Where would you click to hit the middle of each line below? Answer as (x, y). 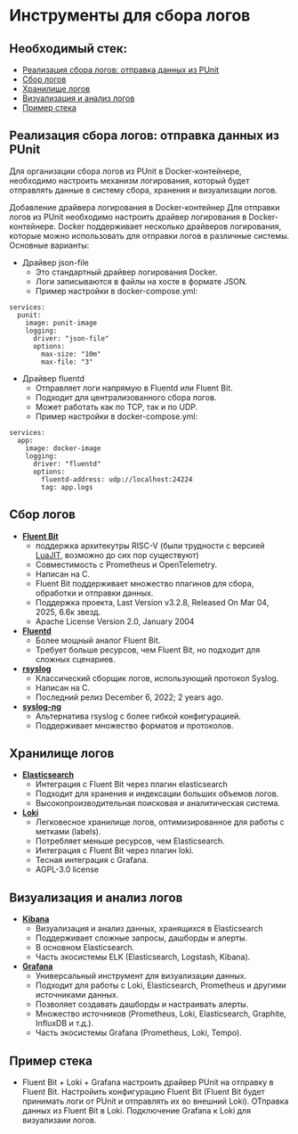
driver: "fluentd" (67, 464)
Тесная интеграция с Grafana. (92, 860)
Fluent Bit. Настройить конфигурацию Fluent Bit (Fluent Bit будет (143, 1092)
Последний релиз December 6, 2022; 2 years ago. (129, 697)
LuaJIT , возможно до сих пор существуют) (117, 555)
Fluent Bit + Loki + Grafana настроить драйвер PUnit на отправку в (148, 1082)
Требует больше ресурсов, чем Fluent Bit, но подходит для (148, 649)
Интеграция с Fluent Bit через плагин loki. (114, 850)
